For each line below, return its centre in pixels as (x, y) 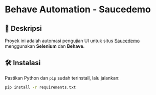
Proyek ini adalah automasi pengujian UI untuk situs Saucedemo (72, 41)
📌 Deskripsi (23, 28)
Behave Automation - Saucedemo (78, 9)
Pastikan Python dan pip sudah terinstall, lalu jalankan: (62, 78)
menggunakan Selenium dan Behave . (45, 46)
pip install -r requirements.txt (40, 87)
